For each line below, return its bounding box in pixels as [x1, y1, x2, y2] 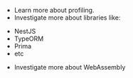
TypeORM [14, 34, 44, 43]
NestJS [14, 27, 36, 35]
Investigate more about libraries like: [14, 13, 121, 22]
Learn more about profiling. [14, 6, 95, 14]
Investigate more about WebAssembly [14, 63, 126, 71]
